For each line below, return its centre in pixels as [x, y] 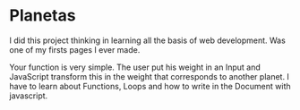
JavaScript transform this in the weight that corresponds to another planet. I [149, 76]
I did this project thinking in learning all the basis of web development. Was [148, 40]
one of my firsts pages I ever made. [75, 49]
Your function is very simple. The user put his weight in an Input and [135, 67]
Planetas [43, 16]
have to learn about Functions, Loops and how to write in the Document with [150, 86]
